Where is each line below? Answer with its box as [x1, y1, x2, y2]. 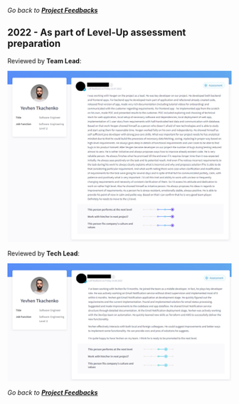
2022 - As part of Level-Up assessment [7, 26, 186, 38]
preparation [7, 38, 61, 50]
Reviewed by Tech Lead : [7, 249, 80, 258]
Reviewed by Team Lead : [7, 56, 82, 65]
